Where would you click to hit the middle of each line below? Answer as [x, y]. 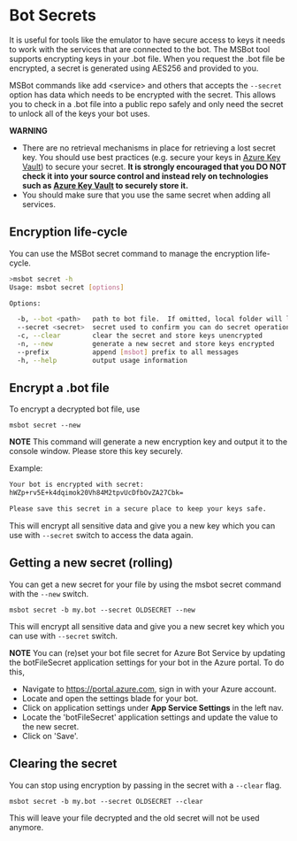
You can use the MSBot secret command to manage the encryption [132, 253]
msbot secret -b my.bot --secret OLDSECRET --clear [106, 801]
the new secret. [50, 726]
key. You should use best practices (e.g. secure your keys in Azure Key [151, 157]
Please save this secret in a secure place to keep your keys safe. [138, 509]
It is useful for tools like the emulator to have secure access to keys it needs [147, 40]
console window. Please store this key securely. [96, 451]
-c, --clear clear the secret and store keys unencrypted [140, 336]
